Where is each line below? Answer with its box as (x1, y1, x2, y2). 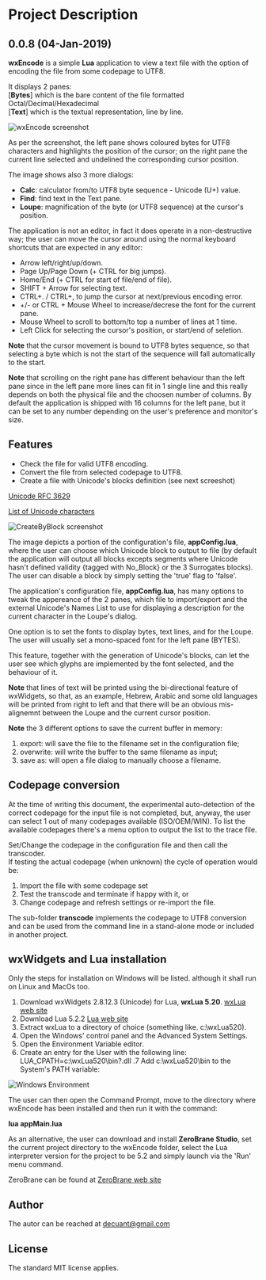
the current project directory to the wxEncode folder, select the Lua (8, 1143, 228, 1152)
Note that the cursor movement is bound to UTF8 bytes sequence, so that (8, 341, 249, 350)
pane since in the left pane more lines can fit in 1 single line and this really (8, 382, 248, 390)
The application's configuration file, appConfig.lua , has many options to (8, 586, 244, 596)
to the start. (8, 358, 46, 367)
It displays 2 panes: (8, 82, 72, 91)
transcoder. (8, 848, 46, 858)
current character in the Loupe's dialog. (8, 611, 138, 621)
